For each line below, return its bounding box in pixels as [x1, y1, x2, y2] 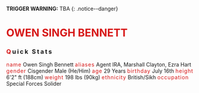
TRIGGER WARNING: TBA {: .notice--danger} [6, 5, 119, 12]
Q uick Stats [6, 47, 53, 56]
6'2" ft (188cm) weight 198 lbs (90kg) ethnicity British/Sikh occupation [6, 74, 189, 81]
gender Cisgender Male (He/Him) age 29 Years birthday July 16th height [6, 67, 194, 74]
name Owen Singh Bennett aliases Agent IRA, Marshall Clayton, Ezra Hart [6, 61, 192, 68]
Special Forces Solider [6, 80, 62, 88]
